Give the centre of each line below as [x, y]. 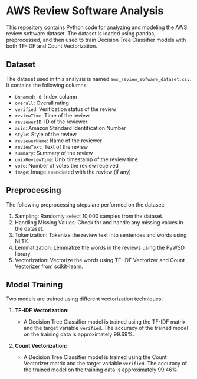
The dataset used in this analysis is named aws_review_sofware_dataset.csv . [99, 79]
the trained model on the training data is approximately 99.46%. [101, 370]
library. [23, 254]
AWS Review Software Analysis [85, 11]
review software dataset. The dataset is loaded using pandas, [81, 33]
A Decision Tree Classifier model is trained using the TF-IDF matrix [104, 322]
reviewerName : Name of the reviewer [58, 141]
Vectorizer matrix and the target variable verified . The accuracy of [105, 364]
